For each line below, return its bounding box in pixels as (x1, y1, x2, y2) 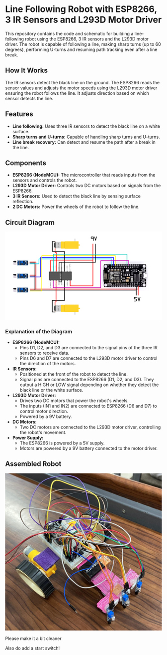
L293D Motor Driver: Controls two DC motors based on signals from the (12, 183, 161, 189)
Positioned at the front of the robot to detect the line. (19, 371, 128, 377)
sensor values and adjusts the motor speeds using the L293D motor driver (5, 85, 158, 91)
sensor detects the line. (5, 95, 54, 101)
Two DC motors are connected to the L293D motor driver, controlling (19, 424, 161, 430)
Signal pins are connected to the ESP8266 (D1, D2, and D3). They (19, 376, 154, 382)
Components (5, 159, 46, 167)
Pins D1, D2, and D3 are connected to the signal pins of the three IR (19, 344, 158, 350)
